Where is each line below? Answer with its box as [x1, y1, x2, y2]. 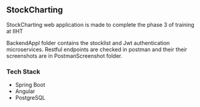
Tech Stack [6, 67, 41, 75]
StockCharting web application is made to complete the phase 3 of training [6, 21, 195, 28]
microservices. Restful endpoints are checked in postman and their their [6, 46, 187, 53]
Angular [15, 88, 35, 95]
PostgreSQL [15, 94, 46, 102]
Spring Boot [15, 81, 46, 89]
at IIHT [6, 27, 23, 35]
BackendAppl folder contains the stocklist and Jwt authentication [6, 39, 170, 46]
